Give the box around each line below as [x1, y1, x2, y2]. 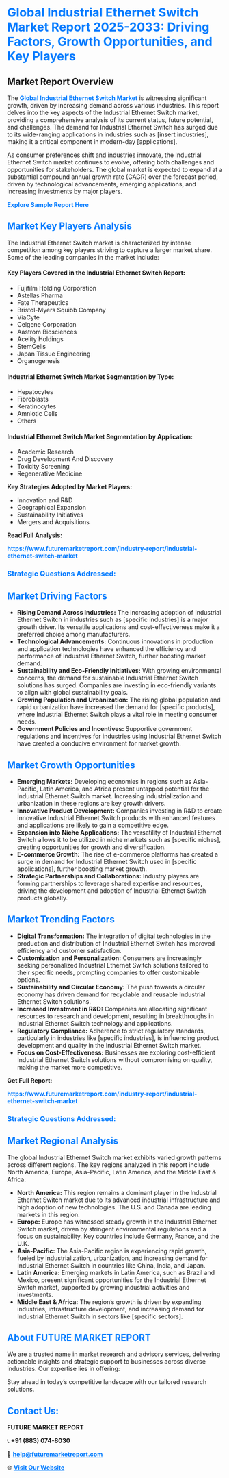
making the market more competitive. [16, 1063, 123, 1071]
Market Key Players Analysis [7, 221, 132, 232]
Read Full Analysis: [7, 531, 63, 539]
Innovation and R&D [16, 496, 73, 504]
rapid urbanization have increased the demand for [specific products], [16, 703, 215, 711]
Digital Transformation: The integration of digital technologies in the [16, 932, 211, 940]
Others [16, 417, 37, 426]
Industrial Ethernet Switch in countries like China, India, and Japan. [16, 1261, 206, 1269]
